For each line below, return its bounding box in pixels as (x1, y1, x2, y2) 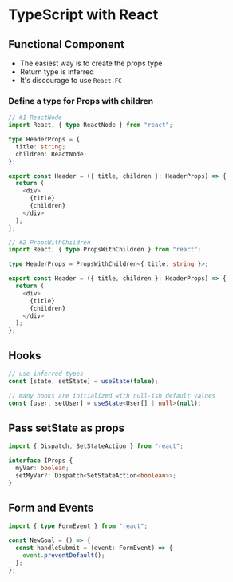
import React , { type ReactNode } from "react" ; (8, 121, 173, 129)
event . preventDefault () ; (22, 552, 105, 560)
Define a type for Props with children (8, 95, 154, 106)
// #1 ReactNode (8, 113, 62, 121)
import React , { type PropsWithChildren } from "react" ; (8, 246, 202, 254)
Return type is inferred (19, 67, 94, 77)
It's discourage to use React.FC (19, 76, 122, 85)
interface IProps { (8, 457, 73, 465)
